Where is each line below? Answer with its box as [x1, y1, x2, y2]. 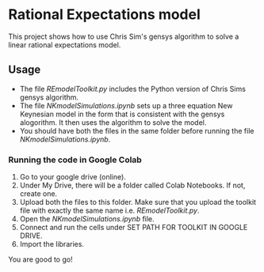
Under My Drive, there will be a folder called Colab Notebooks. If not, [19, 180, 246, 191]
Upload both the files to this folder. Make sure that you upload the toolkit [19, 198, 256, 207]
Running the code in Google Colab [8, 154, 143, 165]
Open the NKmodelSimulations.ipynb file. [19, 214, 155, 224]
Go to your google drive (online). [19, 172, 127, 182]
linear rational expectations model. [8, 40, 121, 49]
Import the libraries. [19, 240, 85, 249]
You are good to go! [8, 255, 73, 264]
